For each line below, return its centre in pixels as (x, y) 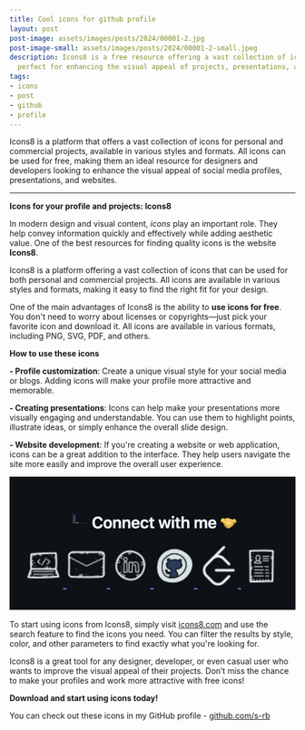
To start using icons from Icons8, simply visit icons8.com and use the (139, 624)
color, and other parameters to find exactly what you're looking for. (134, 643)
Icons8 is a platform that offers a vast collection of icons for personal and (147, 141)
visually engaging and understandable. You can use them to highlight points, (152, 418)
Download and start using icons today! (84, 697)
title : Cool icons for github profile (83, 19)
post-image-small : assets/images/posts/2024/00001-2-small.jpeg (133, 48)
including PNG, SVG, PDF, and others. (80, 336)
